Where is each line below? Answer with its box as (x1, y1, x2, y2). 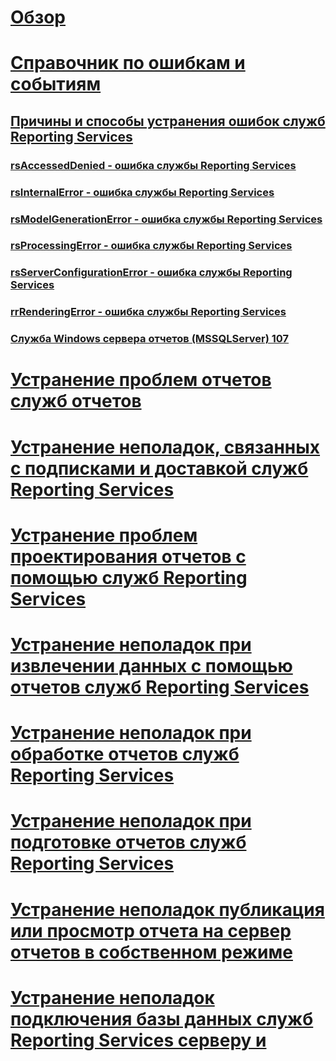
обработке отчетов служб (10, 743, 240, 766)
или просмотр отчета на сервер (10, 919, 292, 942)
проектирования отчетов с (10, 545, 247, 568)
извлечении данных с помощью (10, 654, 293, 677)
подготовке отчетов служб (10, 831, 247, 854)
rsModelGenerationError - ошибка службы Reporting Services (10, 212, 323, 226)
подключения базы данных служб (10, 1007, 314, 1030)
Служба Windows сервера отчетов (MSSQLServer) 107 (10, 332, 290, 346)
